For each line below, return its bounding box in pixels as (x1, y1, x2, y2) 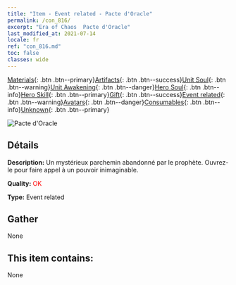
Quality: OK (7, 179, 42, 187)
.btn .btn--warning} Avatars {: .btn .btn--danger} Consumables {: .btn (7, 98, 202, 106)
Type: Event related (7, 193, 65, 201)
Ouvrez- (204, 158, 229, 166)
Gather (7, 213, 39, 225)
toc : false (7, 50, 39, 57)
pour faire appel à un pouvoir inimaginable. (13, 165, 139, 174)
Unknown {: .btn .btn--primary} (20, 105, 110, 113)
